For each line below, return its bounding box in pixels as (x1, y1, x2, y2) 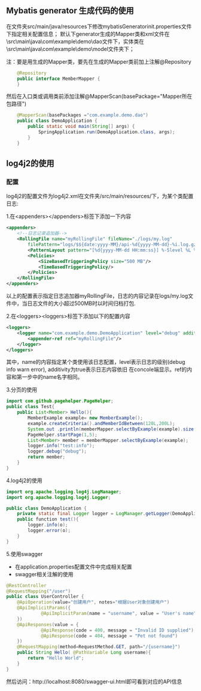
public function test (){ (17, 516, 79, 522)
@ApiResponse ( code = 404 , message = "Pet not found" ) (41, 633, 178, 639)
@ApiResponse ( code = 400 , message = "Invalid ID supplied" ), (41, 627, 197, 633)
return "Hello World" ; (28, 655, 84, 661)
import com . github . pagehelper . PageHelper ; (6, 398, 114, 404)
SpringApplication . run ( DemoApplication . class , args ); (38, 129, 175, 135)
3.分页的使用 (6, 386, 38, 393)
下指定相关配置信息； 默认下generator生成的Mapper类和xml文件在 (6, 30, 170, 37)
